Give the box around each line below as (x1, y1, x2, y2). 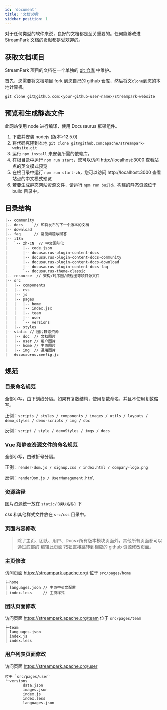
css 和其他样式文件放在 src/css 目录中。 (5, 511, 89, 517)
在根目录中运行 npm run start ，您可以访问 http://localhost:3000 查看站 (12, 157, 159, 163)
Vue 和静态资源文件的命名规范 (5, 441, 78, 448)
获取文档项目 (5, 53, 45, 61)
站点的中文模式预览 (12, 176, 52, 181)
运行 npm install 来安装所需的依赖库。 (12, 151, 92, 156)
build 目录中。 (12, 188, 41, 194)
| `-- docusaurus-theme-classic (5, 269, 86, 274)
